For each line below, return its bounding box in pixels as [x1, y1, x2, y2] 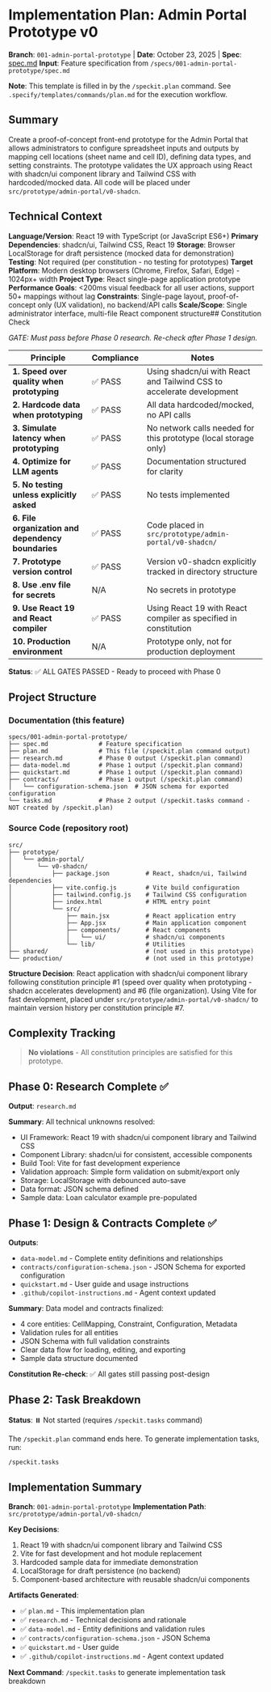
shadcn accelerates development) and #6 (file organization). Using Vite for [8, 986, 257, 995]
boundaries [12, 542, 58, 553]
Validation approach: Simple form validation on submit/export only [19, 1167, 240, 1177]
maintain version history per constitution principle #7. [8, 1003, 186, 1012]
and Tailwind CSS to [146, 375, 223, 387]
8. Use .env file [12, 579, 71, 590]
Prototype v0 [8, 23, 98, 41]
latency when [12, 432, 66, 443]
